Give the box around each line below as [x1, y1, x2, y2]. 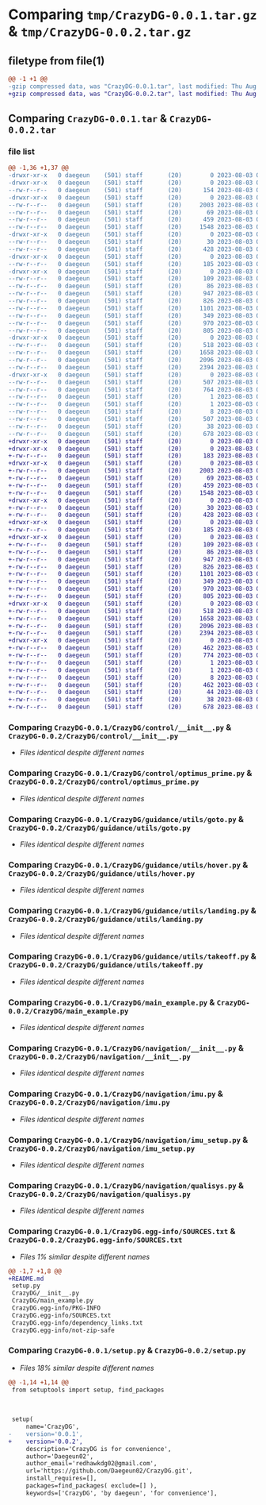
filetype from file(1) [8, 54, 105, 68]
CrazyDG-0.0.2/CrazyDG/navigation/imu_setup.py [8, 1144, 196, 1153]
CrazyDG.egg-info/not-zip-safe [11, 1326, 115, 1334]
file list [8, 145, 36, 156]
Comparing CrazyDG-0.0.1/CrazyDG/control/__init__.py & [8, 721, 232, 732]
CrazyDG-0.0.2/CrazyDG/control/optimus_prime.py [8, 778, 199, 787]
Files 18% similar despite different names [19, 1363, 154, 1372]
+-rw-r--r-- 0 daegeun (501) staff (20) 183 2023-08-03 [8, 452, 253, 460]
